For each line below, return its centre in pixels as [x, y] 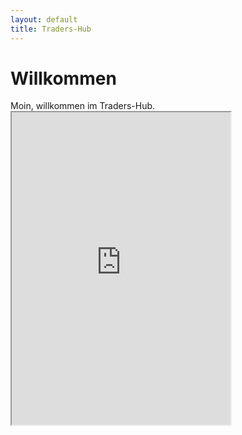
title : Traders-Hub [51, 29]
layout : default [44, 19]
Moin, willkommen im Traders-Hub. [83, 106]
